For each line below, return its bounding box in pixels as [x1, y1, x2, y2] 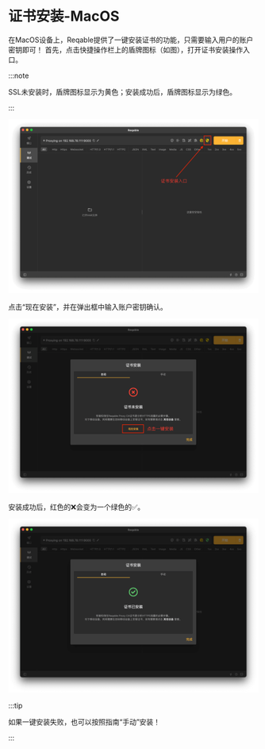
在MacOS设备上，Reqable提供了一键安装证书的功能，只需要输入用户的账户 [8, 35, 254, 44]
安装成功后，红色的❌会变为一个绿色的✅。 [8, 502, 145, 512]
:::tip [8, 701, 23, 711]
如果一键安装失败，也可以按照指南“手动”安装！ [8, 717, 161, 727]
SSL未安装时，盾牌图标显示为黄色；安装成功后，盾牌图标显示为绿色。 [8, 87, 236, 96]
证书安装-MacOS [8, 7, 120, 25]
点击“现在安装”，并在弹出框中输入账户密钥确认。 [8, 303, 168, 312]
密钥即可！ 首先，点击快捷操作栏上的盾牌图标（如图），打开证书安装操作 [8, 44, 244, 54]
